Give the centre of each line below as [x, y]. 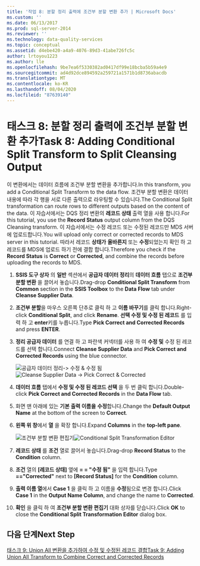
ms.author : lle [26, 61]
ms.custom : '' [24, 17]
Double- [174, 387]
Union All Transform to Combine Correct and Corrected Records [85, 556]
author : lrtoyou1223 [32, 56]
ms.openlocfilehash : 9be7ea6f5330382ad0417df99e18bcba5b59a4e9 [87, 67]
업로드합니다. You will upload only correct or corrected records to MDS [98, 234]
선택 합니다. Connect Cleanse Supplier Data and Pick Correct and [107, 349]
